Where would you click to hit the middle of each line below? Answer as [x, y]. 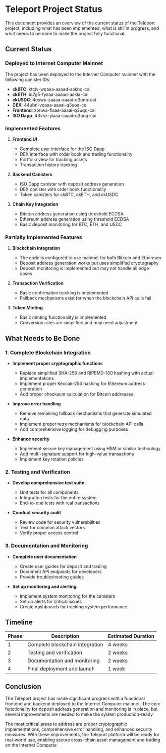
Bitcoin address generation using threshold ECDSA [72, 214]
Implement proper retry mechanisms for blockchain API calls [82, 424]
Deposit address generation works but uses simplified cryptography [89, 263]
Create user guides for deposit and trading [63, 566]
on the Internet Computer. [31, 745]
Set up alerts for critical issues [51, 601]
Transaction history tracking [48, 165]
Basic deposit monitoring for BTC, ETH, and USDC [71, 224]
